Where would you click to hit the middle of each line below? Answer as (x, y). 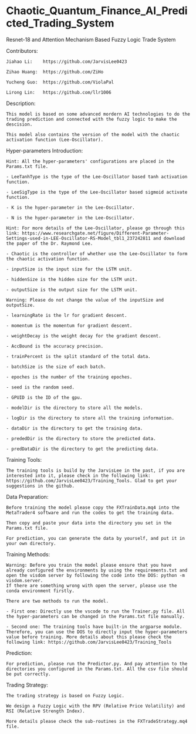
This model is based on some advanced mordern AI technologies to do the (98, 114)
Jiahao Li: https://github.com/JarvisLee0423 (67, 62)
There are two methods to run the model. (58, 601)
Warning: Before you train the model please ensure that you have (89, 565)
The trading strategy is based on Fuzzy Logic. (65, 696)
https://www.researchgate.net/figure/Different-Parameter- (95, 233)
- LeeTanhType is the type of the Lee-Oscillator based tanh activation (97, 177)
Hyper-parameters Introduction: (45, 150)
